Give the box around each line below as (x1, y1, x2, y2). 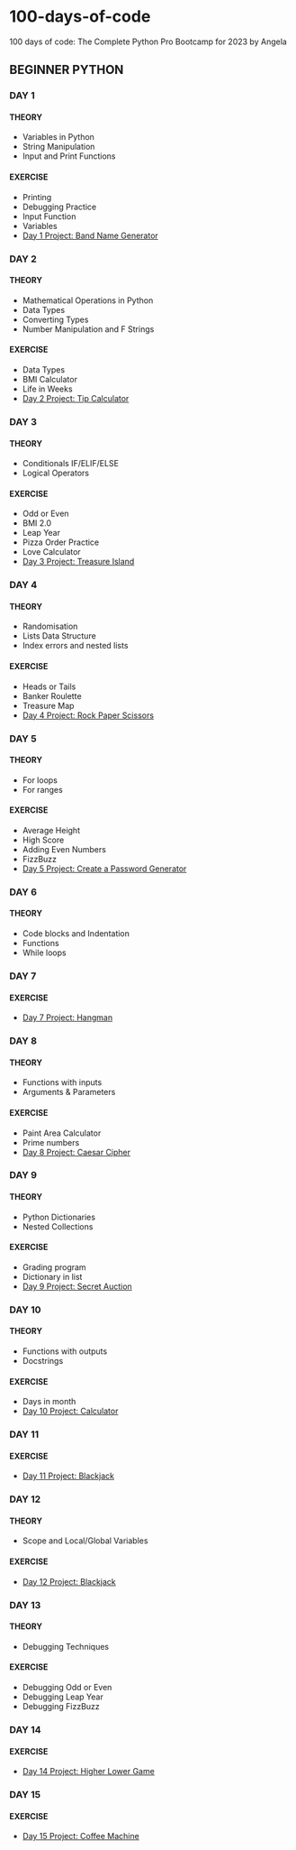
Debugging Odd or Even (22, 1681, 112, 1692)
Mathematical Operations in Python (22, 295, 154, 306)
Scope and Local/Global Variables (22, 1535, 148, 1546)
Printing (22, 191, 52, 202)
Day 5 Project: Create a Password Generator (22, 863, 187, 874)
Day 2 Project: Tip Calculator (22, 392, 130, 403)
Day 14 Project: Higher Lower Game (22, 1766, 155, 1777)
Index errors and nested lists (22, 640, 129, 651)
